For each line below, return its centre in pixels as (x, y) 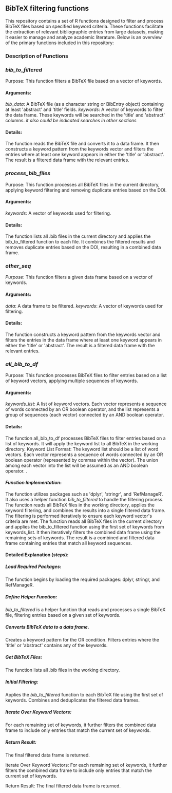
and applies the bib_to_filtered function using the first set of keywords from (85, 526)
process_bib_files (28, 173)
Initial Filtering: (22, 682)
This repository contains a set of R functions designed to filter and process (84, 21)
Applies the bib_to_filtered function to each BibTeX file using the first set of (84, 695)
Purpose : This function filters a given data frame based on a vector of (79, 277)
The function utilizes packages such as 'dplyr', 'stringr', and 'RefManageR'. (84, 494)
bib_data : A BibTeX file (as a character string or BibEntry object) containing (85, 104)
